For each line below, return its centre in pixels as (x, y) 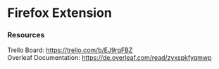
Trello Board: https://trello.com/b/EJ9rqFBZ (70, 50)
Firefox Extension (60, 13)
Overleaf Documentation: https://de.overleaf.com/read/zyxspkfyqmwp (109, 58)
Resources (26, 35)
